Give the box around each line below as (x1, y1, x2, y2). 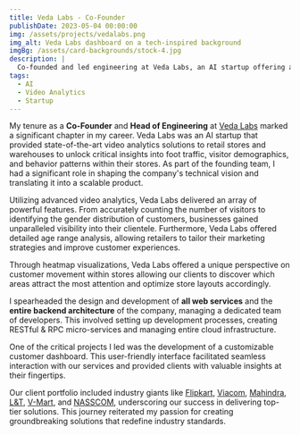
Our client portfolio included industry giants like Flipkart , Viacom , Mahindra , (9, 388, 287, 398)
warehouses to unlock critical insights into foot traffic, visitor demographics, (9, 149, 289, 160)
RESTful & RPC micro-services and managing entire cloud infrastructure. (9, 324, 277, 335)
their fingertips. (9, 370, 66, 381)
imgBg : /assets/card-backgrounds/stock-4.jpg (9, 46, 181, 55)
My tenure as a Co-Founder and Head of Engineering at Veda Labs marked (9, 121, 288, 131)
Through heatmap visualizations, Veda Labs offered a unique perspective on (9, 260, 290, 271)
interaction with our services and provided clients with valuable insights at (9, 361, 282, 372)
